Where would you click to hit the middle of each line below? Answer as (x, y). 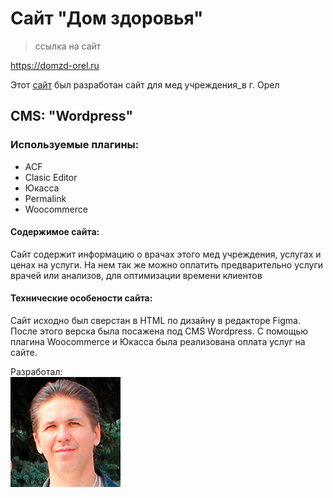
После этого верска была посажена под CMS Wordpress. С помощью (159, 331)
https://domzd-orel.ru (55, 65)
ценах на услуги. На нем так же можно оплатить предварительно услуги (167, 264)
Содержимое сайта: (55, 232)
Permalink (45, 198)
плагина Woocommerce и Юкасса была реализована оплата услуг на (158, 342)
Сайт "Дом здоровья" (107, 18)
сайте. (24, 353)
